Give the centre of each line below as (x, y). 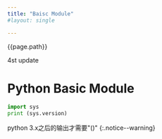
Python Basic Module (71, 88)
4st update (23, 60)
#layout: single (31, 20)
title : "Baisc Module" (40, 14)
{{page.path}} (27, 46)
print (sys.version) (38, 114)
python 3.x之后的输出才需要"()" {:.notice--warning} (82, 128)
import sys (23, 107)
